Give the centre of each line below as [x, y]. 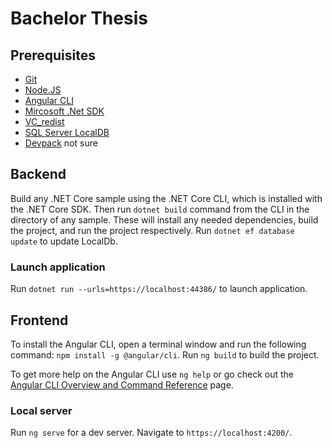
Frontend [39, 320]
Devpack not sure [61, 143]
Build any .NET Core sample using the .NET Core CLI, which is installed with [166, 198]
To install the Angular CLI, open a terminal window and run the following [158, 344]
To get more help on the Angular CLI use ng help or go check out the [152, 374]
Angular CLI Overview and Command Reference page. [122, 384]
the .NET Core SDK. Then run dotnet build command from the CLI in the [160, 209]
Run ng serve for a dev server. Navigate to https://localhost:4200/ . [151, 433]
